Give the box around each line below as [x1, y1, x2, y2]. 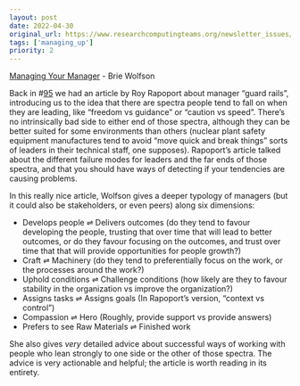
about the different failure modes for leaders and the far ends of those [9, 154, 268, 165]
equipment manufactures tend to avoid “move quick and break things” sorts [9, 136, 288, 146]
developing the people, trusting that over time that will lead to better [21, 226, 272, 237]
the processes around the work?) [21, 265, 145, 275]
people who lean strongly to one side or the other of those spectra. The [9, 349, 272, 359]
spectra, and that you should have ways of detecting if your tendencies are [9, 164, 286, 175]
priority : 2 [9, 46, 54, 55]
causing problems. [9, 173, 78, 184]
